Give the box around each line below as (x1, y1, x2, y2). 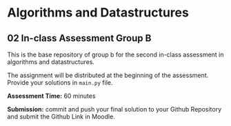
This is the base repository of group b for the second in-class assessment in (7, 50, 224, 59)
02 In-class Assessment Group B (7, 32, 152, 44)
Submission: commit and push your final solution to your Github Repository (7, 105, 222, 113)
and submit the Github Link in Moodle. (7, 112, 115, 120)
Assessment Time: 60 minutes (7, 92, 96, 100)
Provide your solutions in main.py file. (7, 78, 113, 87)
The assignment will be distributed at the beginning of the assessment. (7, 71, 209, 79)
